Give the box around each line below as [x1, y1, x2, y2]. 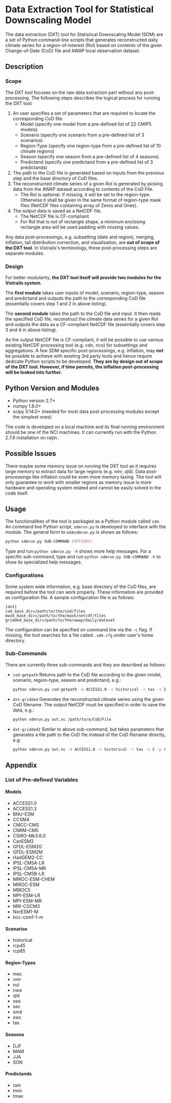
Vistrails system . [5, 280, 42, 286]
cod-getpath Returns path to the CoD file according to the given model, [12, 671, 162, 677]
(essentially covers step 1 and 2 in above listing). [5, 300, 107, 307]
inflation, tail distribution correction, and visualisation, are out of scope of [5, 239, 160, 246]
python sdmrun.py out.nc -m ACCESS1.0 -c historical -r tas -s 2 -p [12, 747, 162, 752]
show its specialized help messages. [5, 559, 83, 565]
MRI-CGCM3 [12, 903, 40, 909]
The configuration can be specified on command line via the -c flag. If [5, 626, 153, 632]
